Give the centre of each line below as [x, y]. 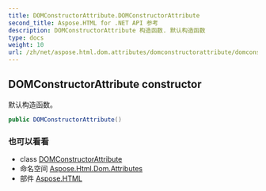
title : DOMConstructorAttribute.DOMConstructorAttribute [104, 15]
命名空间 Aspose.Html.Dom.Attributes [81, 168]
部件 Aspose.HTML [51, 178]
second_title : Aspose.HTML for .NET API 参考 [83, 23]
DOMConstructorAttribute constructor [105, 84]
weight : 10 [26, 45]
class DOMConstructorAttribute [71, 159]
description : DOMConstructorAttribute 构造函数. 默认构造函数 [107, 30]
